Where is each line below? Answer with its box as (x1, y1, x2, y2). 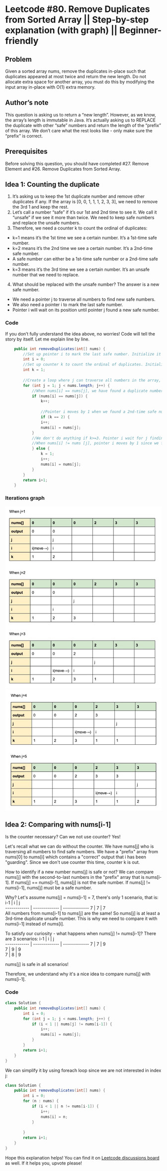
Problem (5, 55, 32, 63)
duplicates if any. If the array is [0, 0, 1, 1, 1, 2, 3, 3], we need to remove (12, 199, 158, 205)
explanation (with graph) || (5, 25, 118, 36)
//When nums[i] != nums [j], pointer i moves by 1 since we (31, 441, 159, 446)
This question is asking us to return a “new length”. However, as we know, (5, 112, 157, 117)
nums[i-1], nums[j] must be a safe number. (5, 885, 92, 891)
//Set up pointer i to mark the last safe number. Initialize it (23, 351, 162, 356)
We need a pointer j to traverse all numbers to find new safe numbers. (12, 296, 156, 302)
